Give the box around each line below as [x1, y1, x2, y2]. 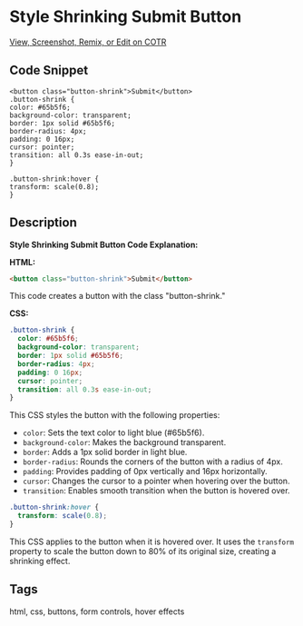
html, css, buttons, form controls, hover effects [9, 606, 185, 617]
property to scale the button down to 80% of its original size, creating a [9, 545, 277, 556]
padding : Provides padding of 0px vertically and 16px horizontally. [22, 466, 268, 477]
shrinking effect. [9, 555, 71, 566]
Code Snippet [9, 63, 89, 78]
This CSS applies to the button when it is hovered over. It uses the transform [9, 536, 295, 547]
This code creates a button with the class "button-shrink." [9, 291, 226, 302]
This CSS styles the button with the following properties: [9, 410, 220, 421]
